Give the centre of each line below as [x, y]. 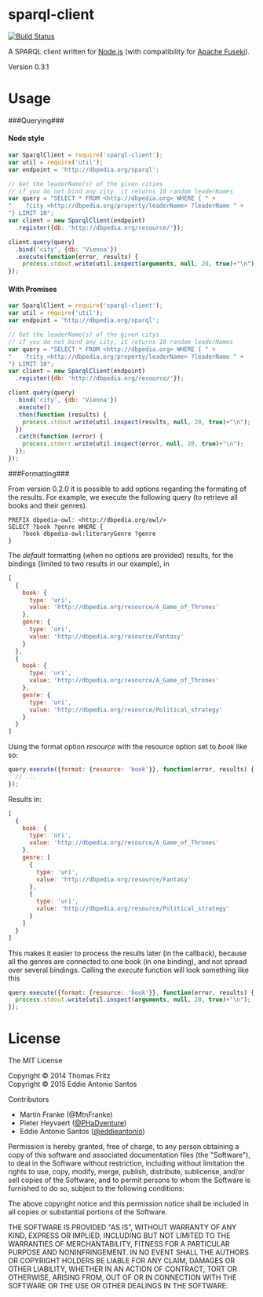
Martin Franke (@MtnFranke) [66, 1114]
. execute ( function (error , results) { [77, 257]
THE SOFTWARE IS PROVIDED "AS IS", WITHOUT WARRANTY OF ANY [122, 1227]
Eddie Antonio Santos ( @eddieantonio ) [82, 1132]
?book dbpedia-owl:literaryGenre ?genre [89, 534]
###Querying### [36, 120]
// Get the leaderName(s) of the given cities [86, 184]
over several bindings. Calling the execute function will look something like [129, 970]
